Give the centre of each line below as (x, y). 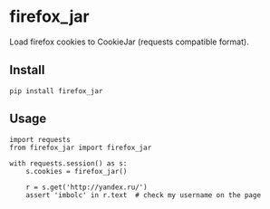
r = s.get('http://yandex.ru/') (87, 187)
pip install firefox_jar (56, 91)
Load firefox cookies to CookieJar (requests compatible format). (129, 42)
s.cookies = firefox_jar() (77, 171)
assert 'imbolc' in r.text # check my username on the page (143, 195)
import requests (40, 139)
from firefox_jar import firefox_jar (81, 147)
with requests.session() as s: (68, 163)
